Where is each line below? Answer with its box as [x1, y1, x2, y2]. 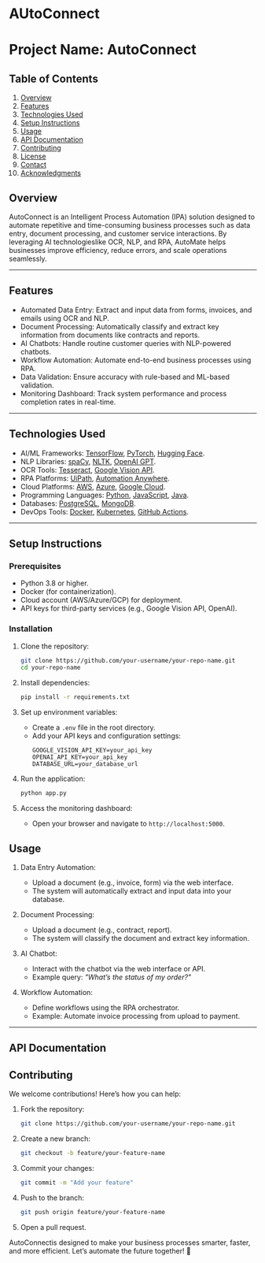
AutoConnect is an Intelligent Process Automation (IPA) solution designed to [9, 212, 255, 221]
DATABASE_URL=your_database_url [31, 760, 138, 768]
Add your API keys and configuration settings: [31, 731, 182, 741]
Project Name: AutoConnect [9, 41, 197, 59]
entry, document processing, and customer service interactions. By [9, 229, 227, 238]
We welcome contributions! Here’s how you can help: [9, 1089, 182, 1099]
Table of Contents [9, 72, 99, 85]
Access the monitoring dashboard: [20, 804, 133, 813]
